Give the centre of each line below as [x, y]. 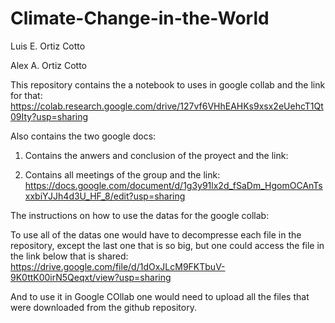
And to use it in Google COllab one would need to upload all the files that [160, 296]
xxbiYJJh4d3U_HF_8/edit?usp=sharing [105, 196]
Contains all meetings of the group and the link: [122, 174]
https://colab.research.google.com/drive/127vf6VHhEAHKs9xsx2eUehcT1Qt [167, 106]
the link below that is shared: [69, 256]
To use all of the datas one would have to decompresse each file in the [156, 234]
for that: [26, 95]
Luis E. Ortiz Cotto [48, 46]
